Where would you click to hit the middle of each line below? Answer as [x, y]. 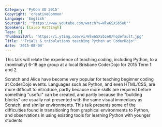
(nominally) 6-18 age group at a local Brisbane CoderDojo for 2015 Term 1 [78, 64]
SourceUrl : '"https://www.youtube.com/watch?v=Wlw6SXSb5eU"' [68, 23]
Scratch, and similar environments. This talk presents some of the [70, 105]
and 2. [11, 70]
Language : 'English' [26, 18]
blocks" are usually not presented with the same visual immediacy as [74, 99]
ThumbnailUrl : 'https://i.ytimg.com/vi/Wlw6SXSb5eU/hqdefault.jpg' [74, 37]
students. [15, 120]
